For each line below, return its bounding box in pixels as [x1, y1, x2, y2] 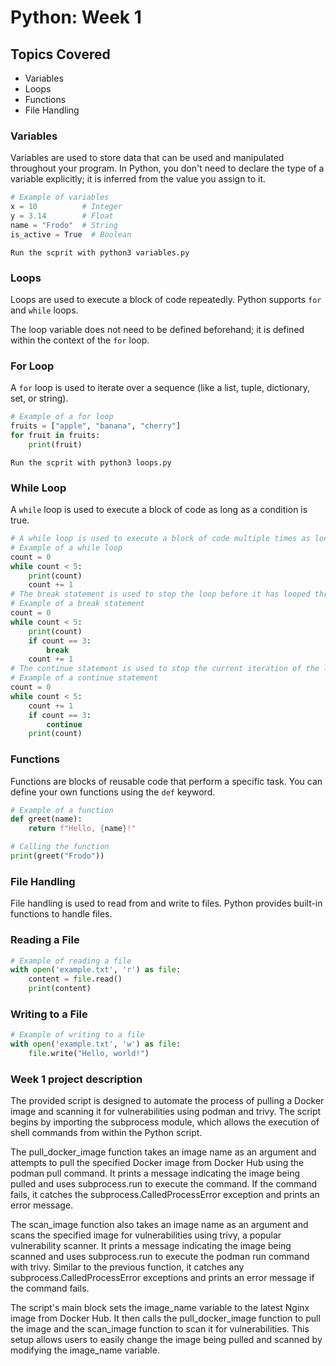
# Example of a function [10, 805, 114, 815]
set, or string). [10, 392, 69, 405]
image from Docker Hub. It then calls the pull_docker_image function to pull [10, 1312, 321, 1325]
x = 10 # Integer [10, 202, 123, 212]
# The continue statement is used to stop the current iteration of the [10, 664, 320, 674]
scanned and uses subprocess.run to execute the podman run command [10, 1251, 310, 1263]
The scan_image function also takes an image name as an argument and [10, 1219, 309, 1231]
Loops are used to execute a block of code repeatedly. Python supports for [10, 293, 322, 305]
